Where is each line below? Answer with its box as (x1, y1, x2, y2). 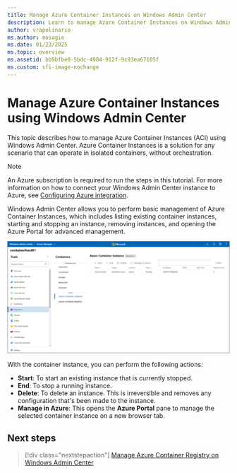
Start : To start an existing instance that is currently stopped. (17, 374, 193, 383)
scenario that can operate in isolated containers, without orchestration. (7, 148, 214, 157)
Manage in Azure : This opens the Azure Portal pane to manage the (17, 404, 215, 413)
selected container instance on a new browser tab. (17, 411, 166, 420)
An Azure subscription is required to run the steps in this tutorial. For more (7, 175, 223, 184)
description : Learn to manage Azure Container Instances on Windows (7, 18, 213, 26)
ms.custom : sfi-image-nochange (7, 64, 99, 71)
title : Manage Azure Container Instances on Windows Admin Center (7, 11, 207, 18)
